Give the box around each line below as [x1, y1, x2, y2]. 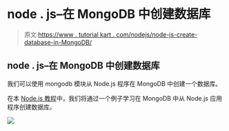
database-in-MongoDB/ [23, 38, 92, 46]
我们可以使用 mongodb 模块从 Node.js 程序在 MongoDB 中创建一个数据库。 [7, 79, 222, 88]
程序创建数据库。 [7, 103, 56, 111]
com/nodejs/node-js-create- [116, 30, 198, 39]
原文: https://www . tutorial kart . [23, 30, 115, 39]
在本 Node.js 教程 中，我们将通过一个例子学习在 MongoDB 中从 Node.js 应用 [7, 94, 223, 102]
